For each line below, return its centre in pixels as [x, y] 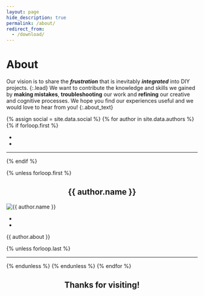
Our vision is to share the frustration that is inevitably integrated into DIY [98, 81]
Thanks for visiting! [102, 285]
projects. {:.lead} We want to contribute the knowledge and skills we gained [101, 88]
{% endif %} [22, 161]
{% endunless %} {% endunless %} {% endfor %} [69, 266]
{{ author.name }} [102, 192]
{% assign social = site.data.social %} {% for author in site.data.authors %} [100, 119]
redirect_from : [25, 29]
